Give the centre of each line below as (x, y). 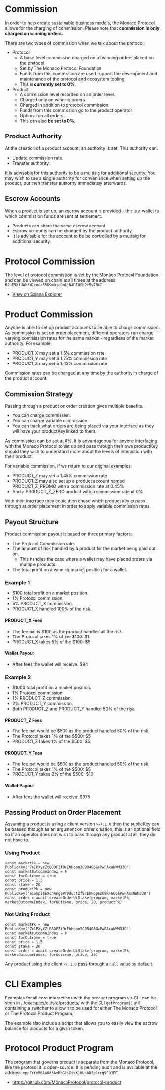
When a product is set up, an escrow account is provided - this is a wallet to (82, 211)
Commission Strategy (39, 394)
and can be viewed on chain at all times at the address (60, 280)
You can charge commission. (42, 415)
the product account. (26, 378)
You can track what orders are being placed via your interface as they (83, 426)
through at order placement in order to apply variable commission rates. (78, 506)
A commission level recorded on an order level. (67, 94)
